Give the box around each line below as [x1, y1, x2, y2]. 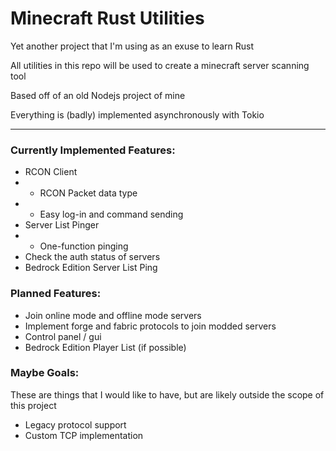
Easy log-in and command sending [39, 208, 184, 221]
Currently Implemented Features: [10, 143, 176, 157]
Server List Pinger [24, 219, 100, 231]
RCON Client [24, 166, 78, 178]
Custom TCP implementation [24, 429, 144, 441]
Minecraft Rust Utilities [10, 7, 205, 30]
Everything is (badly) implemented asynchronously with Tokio [10, 108, 265, 121]
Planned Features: [10, 287, 102, 301]
